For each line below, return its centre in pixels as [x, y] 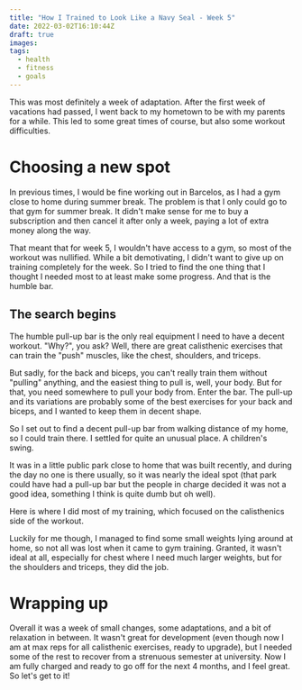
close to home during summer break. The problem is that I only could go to [148, 201]
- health [34, 59]
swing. [22, 448]
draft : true [32, 34]
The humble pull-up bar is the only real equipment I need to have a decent [147, 336]
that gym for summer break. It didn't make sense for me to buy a [129, 211]
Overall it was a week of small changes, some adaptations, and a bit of [141, 628]
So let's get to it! [40, 676]
